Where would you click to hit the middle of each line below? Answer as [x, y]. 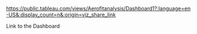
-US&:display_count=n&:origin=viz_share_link [61, 15]
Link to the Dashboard [33, 26]
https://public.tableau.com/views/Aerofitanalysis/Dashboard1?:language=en [98, 8]
